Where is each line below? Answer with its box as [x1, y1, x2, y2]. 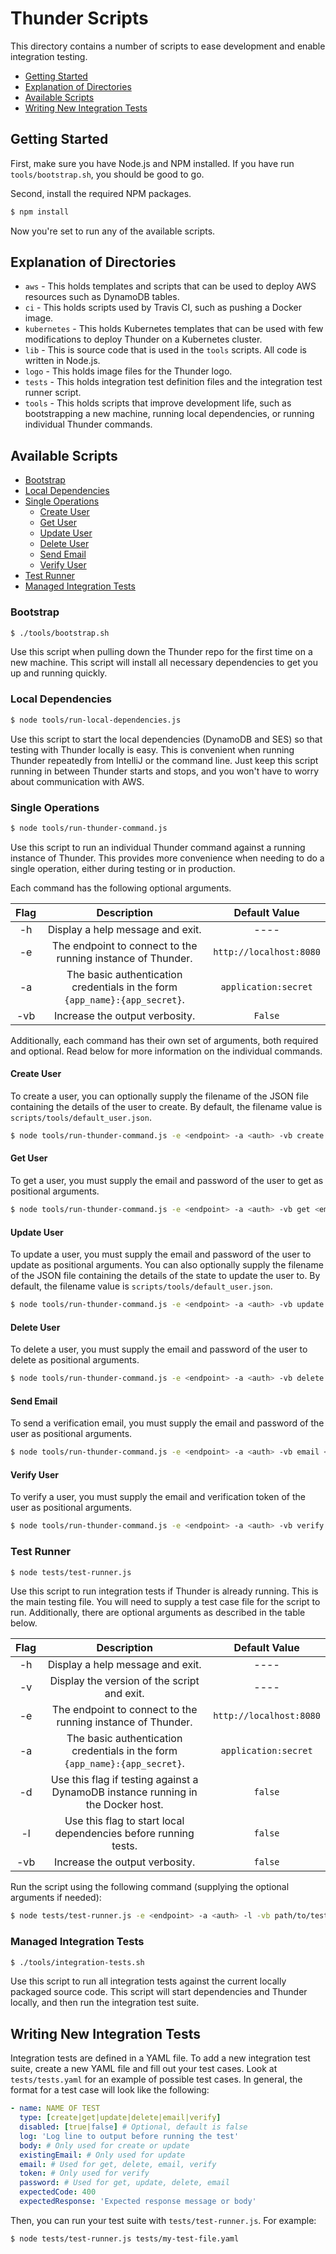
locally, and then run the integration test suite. [10, 1997, 200, 2009]
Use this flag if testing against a [50, 1773, 199, 1787]
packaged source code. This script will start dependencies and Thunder [10, 1986, 308, 1998]
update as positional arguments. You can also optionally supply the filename [10, 1259, 324, 1271]
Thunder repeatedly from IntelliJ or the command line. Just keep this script [10, 754, 319, 766]
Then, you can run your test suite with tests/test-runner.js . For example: [10, 2214, 317, 2226]
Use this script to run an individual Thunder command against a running [10, 841, 306, 853]
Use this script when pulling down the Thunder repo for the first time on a [10, 646, 313, 658]
